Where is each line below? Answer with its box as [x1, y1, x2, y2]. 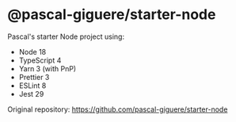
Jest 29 [18, 89, 44, 98]
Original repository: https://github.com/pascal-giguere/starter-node [7, 105, 228, 114]
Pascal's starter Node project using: [7, 32, 124, 41]
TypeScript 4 [18, 55, 62, 65]
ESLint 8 [18, 81, 47, 90]
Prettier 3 [18, 72, 50, 82]
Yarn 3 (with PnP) [18, 63, 77, 73]
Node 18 [18, 47, 47, 56]
